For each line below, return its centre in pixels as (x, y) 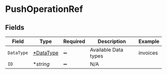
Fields (15, 28)
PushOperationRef (44, 9)
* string (41, 64)
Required (74, 41)
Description (112, 41)
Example (149, 41)
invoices (148, 53)
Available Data (107, 50)
